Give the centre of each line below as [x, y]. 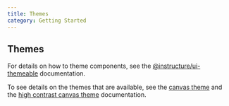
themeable [23, 73]
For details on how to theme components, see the [79, 66]
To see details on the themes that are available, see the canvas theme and [115, 87]
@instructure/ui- [177, 66]
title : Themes [28, 14]
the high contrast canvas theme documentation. [77, 95]
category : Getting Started [47, 20]
